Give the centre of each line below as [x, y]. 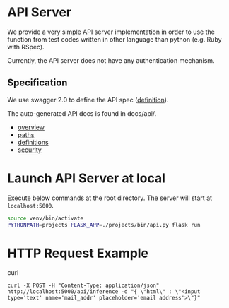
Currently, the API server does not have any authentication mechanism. [111, 60]
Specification [37, 83]
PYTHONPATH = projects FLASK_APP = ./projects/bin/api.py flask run [104, 225]
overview [31, 127]
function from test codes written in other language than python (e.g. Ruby [114, 39]
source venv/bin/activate [45, 218]
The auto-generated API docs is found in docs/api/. [82, 113]
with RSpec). [26, 47]
